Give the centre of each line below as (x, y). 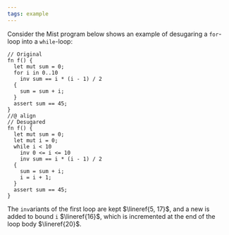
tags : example (28, 14)
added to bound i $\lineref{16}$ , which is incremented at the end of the (112, 216)
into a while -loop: (47, 41)
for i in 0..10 (36, 72)
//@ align (22, 116)
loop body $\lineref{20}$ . (45, 224)
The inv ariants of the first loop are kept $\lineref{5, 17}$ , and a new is (109, 209)
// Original (25, 54)
